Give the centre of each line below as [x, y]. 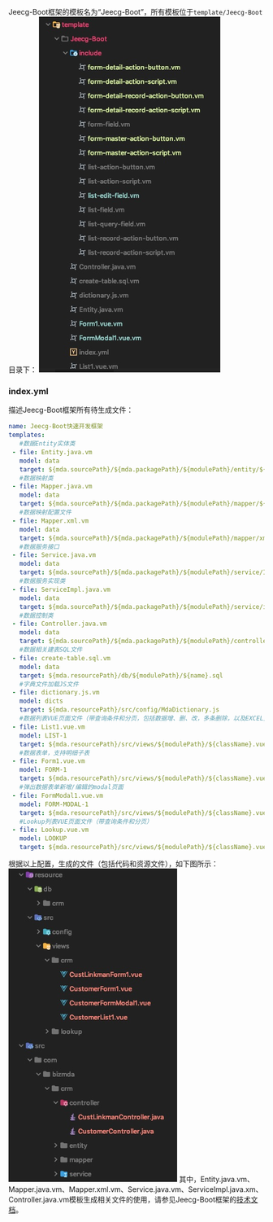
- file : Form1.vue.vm [48, 761]
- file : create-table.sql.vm [61, 658]
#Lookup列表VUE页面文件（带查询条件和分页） [86, 821]
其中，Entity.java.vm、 [216, 1180]
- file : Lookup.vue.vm [50, 830]
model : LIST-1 [43, 735]
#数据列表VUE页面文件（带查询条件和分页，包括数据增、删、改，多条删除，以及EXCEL [141, 719]
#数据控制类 [37, 615]
